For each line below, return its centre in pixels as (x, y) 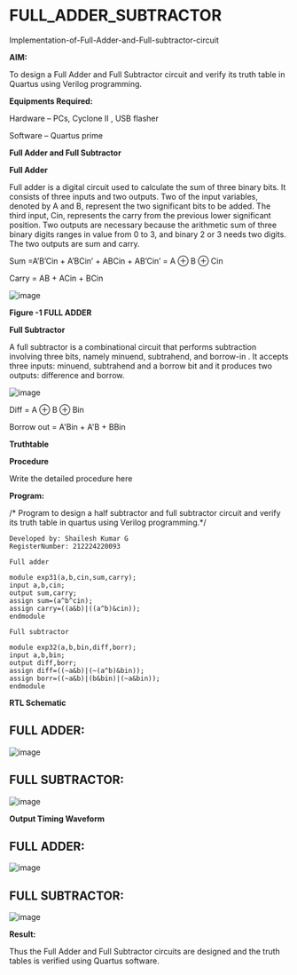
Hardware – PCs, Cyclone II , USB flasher (84, 118)
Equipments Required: (51, 101)
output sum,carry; (43, 593)
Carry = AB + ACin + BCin (56, 278)
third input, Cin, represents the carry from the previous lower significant (141, 215)
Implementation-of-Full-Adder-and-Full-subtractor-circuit (114, 40)
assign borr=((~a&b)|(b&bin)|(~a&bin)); (85, 678)
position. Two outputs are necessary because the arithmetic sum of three (143, 225)
